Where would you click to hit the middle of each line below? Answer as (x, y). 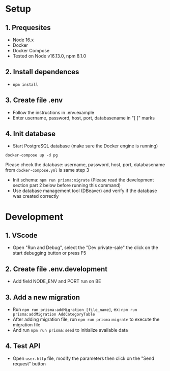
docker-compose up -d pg (32, 156)
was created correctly (36, 196)
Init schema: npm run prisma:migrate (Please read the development (83, 180)
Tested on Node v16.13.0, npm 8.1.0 (49, 56)
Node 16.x (23, 40)
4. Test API (23, 346)
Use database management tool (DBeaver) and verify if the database (85, 191)
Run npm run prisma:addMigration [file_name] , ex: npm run (75, 310)
